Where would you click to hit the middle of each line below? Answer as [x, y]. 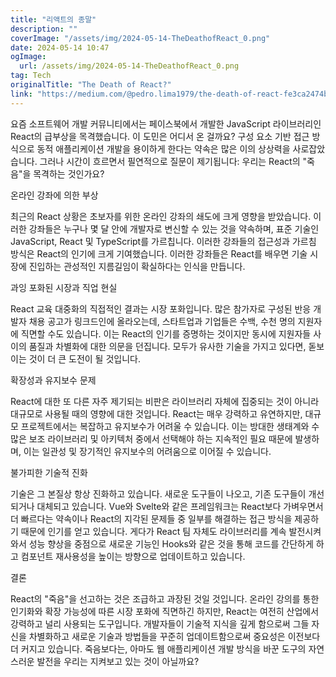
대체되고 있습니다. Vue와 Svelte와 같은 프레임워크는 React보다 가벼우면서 [180, 506]
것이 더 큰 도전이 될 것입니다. [84, 358]
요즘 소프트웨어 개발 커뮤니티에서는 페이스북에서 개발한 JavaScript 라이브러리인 [166, 123]
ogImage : [28, 57]
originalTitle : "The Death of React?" [91, 85]
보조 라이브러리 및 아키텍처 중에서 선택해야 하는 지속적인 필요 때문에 [160, 438]
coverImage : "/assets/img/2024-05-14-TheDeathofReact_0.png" [140, 38]
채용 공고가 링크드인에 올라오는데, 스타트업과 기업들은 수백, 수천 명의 [162, 321]
